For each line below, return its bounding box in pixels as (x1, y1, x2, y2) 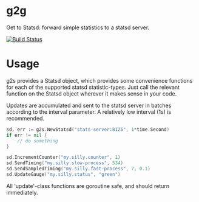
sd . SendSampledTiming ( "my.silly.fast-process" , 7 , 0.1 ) (6, 165, 150, 172)
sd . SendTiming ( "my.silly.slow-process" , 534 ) (6, 160, 123, 166)
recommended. (6, 114, 44, 122)
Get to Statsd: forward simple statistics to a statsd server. (6, 24, 150, 31)
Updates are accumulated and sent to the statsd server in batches (6, 102, 172, 109)
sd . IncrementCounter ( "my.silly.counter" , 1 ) (6, 155, 121, 161)
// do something (17, 138, 59, 144)
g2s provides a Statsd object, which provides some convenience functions (6, 77, 193, 84)
